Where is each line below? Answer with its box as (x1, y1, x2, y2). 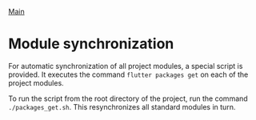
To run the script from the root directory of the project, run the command (8, 94, 248, 103)
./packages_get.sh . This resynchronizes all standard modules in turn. (8, 102, 236, 111)
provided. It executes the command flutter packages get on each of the (8, 70, 249, 79)
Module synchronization (8, 35, 174, 53)
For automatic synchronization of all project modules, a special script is (8, 61, 243, 70)
